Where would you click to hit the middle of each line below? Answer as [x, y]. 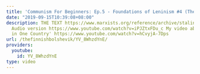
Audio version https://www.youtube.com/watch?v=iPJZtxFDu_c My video [99, 28]
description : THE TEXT [34, 23]
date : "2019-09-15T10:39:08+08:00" [50, 17]
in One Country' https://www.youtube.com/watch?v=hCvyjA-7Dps [90, 34]
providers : [20, 45]
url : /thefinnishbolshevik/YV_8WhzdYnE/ [57, 39]
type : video [21, 61]
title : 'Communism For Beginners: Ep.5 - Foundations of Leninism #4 [94, 12]
